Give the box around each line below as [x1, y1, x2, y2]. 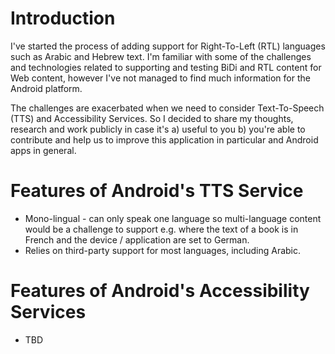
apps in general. [10, 144, 77, 156]
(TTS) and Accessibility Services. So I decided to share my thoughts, [10, 112, 294, 124]
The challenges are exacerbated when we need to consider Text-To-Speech [10, 102, 325, 114]
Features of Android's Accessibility [10, 280, 310, 302]
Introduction [10, 7, 116, 30]
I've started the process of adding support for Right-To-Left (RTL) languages [10, 40, 326, 52]
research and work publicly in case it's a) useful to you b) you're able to [10, 123, 306, 135]
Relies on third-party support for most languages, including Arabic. [24, 244, 302, 256]
